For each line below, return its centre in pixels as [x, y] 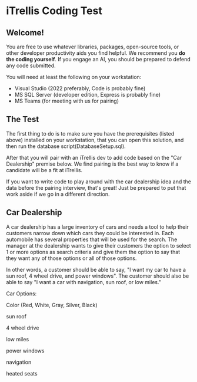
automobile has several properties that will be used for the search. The [92, 239]
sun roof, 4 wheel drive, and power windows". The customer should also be [98, 276]
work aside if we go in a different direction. [58, 194]
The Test [23, 119]
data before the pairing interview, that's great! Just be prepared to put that [96, 187]
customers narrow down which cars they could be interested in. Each [90, 233]
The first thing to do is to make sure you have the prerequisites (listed [90, 133]
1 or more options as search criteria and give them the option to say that [93, 252]
